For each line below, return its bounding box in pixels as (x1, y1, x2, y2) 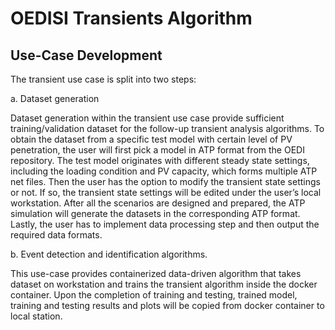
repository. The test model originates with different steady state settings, (10, 155, 310, 166)
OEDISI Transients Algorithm (10, 7, 253, 30)
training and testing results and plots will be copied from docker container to (10, 300, 325, 311)
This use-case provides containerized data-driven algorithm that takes (10, 268, 302, 279)
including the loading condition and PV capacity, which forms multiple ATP (10, 165, 318, 177)
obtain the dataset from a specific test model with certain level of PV (10, 133, 293, 145)
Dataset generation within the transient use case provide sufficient (10, 112, 285, 124)
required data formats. (10, 229, 103, 241)
